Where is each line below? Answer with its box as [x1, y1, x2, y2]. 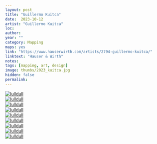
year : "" [5, 35, 23, 40]
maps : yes [5, 44, 26, 49]
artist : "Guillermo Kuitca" [5, 21, 64, 26]
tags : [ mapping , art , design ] [5, 63, 68, 68]
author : [5, 30, 21, 35]
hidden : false [5, 72, 35, 77]
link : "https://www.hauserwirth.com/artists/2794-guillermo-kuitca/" [5, 49, 153, 54]
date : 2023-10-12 [5, 16, 43, 21]
